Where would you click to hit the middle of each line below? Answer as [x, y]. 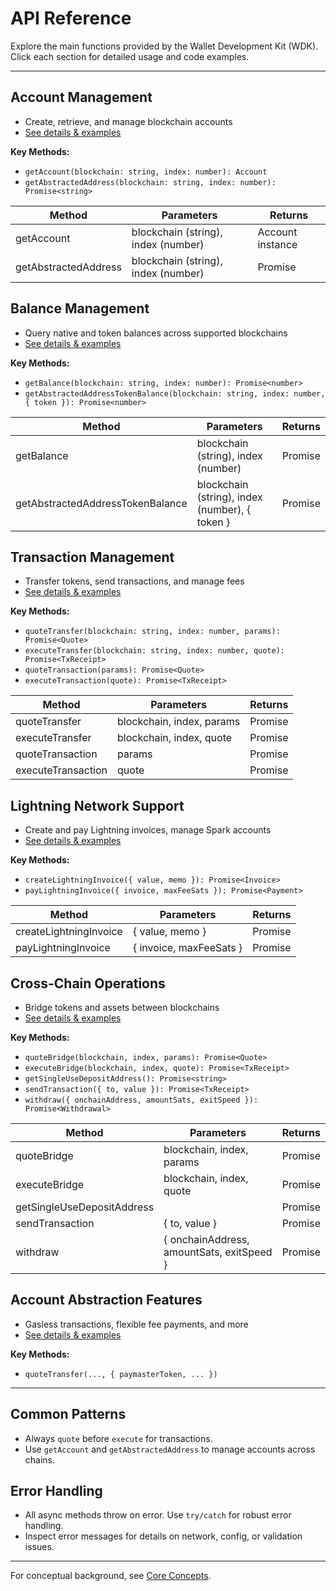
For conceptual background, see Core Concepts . [111, 1576]
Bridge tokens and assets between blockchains [122, 1007]
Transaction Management [92, 557]
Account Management [81, 97]
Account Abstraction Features [106, 1300]
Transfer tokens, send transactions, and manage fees [134, 581]
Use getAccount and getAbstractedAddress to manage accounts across [170, 1449]
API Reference [71, 18]
